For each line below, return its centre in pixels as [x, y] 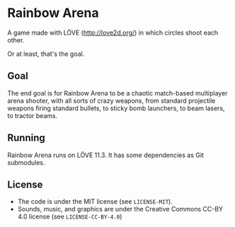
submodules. [26, 162]
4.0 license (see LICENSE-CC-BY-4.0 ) [70, 216]
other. [16, 40]
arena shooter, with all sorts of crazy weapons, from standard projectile [111, 100]
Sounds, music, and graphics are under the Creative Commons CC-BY [120, 209]
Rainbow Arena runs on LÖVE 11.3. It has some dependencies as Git [105, 155]
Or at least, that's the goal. [46, 54]
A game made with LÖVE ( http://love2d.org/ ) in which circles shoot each [113, 33]
